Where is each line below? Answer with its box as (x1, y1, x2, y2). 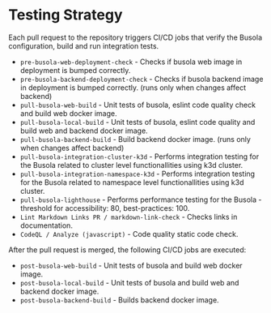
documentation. (19, 221, 73, 230)
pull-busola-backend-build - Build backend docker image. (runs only (19, 134, 251, 144)
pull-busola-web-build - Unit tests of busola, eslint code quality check (19, 100, 256, 109)
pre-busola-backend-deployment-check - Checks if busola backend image (19, 74, 264, 84)
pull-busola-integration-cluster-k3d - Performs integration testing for (19, 152, 260, 161)
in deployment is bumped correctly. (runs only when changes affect (19, 83, 247, 92)
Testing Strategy (8, 6, 123, 24)
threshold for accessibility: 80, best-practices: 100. (19, 203, 190, 212)
